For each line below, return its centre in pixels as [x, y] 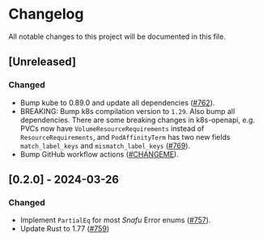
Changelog [46, 14]
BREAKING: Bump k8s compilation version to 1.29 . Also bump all [127, 111]
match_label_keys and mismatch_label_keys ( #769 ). [105, 146]
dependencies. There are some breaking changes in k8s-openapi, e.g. [138, 120]
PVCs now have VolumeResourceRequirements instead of [112, 128]
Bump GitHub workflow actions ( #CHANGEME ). [100, 154]
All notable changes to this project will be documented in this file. [117, 36]
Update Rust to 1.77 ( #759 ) [65, 229]
